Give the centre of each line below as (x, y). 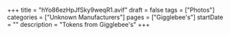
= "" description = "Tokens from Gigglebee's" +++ (79, 24)
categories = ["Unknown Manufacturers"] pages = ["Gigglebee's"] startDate (115, 17)
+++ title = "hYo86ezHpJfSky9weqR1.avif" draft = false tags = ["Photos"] (111, 10)
